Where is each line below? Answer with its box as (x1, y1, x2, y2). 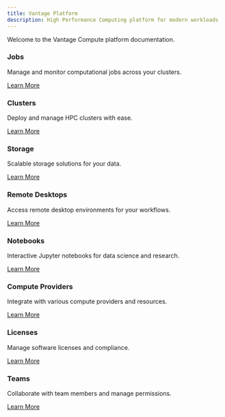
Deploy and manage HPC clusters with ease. (7, 114, 133, 122)
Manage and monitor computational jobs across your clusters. (7, 68, 182, 76)
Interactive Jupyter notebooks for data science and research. (7, 251, 180, 260)
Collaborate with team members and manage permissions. (7, 389, 172, 397)
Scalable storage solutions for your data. (7, 160, 122, 168)
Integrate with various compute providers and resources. (7, 297, 168, 305)
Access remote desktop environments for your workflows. (7, 205, 171, 214)
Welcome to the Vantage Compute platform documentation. (7, 35, 175, 43)
